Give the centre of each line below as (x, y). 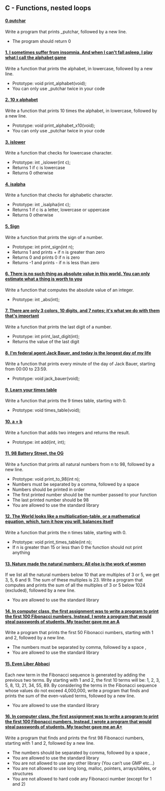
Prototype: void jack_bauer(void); (46, 379)
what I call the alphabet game (36, 58)
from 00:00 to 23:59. (26, 369)
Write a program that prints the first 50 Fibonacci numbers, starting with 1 (79, 633)
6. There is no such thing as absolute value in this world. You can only (78, 274)
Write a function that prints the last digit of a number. (58, 327)
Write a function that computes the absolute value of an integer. (69, 290)
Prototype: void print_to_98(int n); (46, 479)
